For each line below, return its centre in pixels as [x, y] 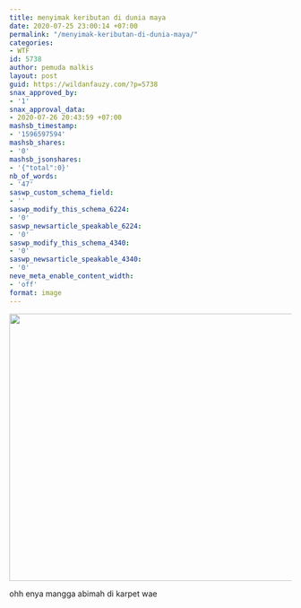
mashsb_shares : [38, 143]
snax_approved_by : [43, 92]
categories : [31, 43]
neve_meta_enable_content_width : [72, 276]
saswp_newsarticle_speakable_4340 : [76, 260]
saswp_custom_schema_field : [62, 193]
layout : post [34, 76]
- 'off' [24, 284]
